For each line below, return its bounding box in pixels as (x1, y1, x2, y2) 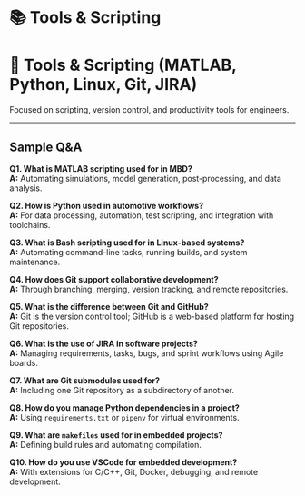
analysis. (9, 183, 43, 193)
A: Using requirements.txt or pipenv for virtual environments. (9, 412, 240, 422)
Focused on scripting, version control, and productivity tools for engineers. (9, 104, 290, 115)
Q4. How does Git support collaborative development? (9, 273, 220, 284)
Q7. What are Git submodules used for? (9, 374, 161, 386)
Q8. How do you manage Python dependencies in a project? (9, 402, 241, 413)
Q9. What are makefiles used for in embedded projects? (9, 429, 223, 441)
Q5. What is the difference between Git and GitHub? (9, 301, 209, 312)
